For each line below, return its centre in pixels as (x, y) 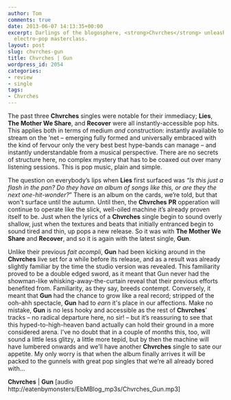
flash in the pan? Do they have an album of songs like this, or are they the (112, 187)
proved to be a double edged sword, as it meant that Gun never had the (109, 274)
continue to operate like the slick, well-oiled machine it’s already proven (109, 209)
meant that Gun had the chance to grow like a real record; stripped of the (111, 295)
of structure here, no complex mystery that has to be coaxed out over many (114, 160)
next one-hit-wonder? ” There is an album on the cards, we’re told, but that (113, 195)
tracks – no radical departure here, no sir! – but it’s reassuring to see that (110, 317)
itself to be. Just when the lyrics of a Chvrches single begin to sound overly (115, 216)
